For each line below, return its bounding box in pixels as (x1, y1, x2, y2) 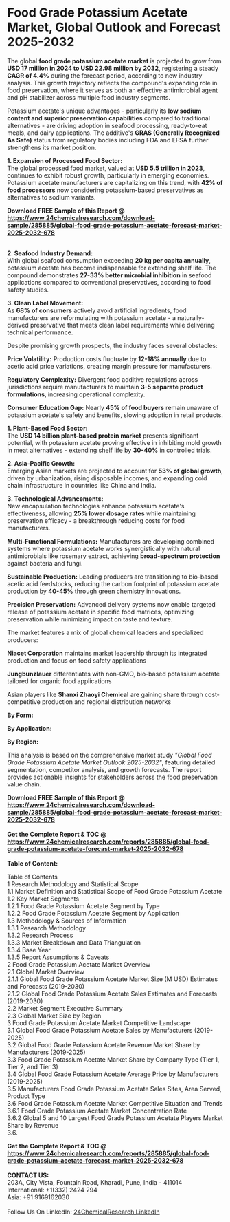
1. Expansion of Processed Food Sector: (7, 156, 123, 164)
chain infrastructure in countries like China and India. (7, 481, 157, 489)
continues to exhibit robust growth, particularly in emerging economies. (7, 171, 209, 180)
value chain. (7, 780, 42, 789)
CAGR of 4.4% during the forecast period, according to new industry (7, 71, 203, 80)
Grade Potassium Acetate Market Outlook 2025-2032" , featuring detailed (7, 758, 216, 767)
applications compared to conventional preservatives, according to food (7, 278, 211, 286)
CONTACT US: (7, 1171, 49, 1179)
